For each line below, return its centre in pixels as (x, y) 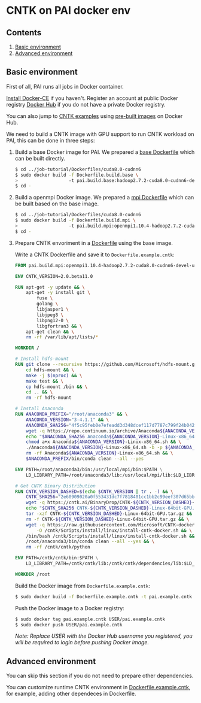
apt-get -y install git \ (58, 293)
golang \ (48, 304)
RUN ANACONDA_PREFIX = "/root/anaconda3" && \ (71, 414)
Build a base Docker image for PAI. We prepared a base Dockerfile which (105, 152)
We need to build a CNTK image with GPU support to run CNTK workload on (100, 134)
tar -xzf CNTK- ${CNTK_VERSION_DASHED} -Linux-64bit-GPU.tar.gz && (109, 514)
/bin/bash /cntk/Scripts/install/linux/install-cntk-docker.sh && (110, 536)
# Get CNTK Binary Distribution (55, 486)
